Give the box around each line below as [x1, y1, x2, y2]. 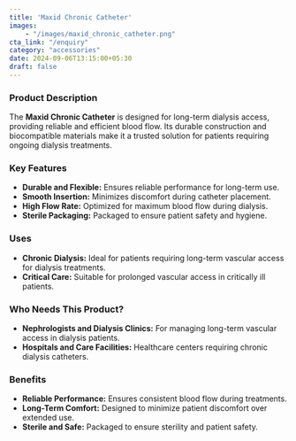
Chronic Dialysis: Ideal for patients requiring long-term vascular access [21, 252, 285, 263]
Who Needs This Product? [9, 303, 125, 315]
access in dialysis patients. [21, 333, 121, 344]
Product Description [9, 91, 98, 104]
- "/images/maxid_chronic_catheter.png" [25, 29, 176, 38]
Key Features [9, 162, 68, 174]
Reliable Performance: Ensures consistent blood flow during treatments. [21, 393, 287, 404]
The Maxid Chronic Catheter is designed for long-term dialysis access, [9, 112, 270, 122]
